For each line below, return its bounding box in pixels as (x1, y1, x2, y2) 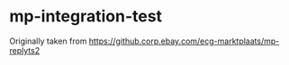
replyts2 (9, 45, 41, 55)
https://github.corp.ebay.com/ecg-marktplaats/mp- (88, 36, 280, 46)
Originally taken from (9, 36, 87, 46)
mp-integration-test (9, 6, 163, 27)
